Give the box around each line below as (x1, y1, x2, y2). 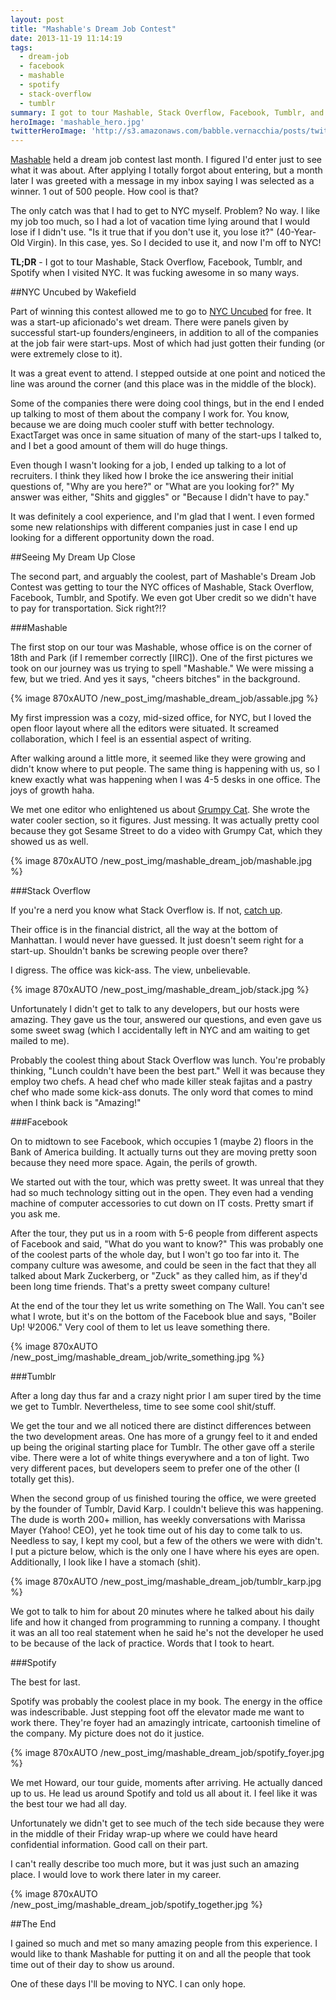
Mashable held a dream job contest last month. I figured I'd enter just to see (10, 154, 323, 166)
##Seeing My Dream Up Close (10, 551, 136, 563)
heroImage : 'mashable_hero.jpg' (10, 117, 145, 127)
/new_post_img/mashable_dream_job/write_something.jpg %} (10, 1351, 265, 1363)
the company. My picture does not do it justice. (10, 1727, 205, 1740)
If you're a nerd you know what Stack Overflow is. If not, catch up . (10, 904, 283, 916)
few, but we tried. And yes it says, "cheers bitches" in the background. (10, 673, 301, 685)
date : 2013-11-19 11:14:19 (10, 33, 123, 43)
